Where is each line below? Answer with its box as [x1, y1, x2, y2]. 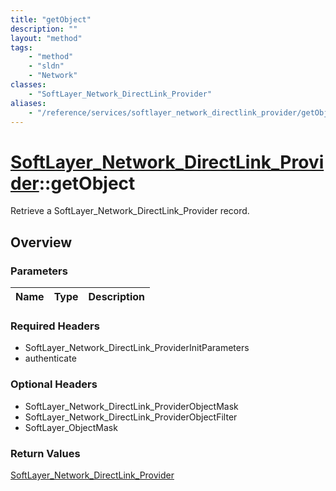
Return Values [10, 446, 81, 460]
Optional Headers [10, 377, 98, 391]
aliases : [10, 98, 47, 108]
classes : [10, 80, 47, 90]
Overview [10, 234, 73, 251]
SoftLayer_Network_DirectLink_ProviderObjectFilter [24, 411, 238, 423]
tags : [10, 42, 33, 53]
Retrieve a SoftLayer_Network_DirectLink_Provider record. [10, 205, 250, 217]
